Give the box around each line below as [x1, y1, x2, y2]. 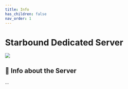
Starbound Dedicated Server [5, 37, 124, 48]
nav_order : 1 [5, 16, 32, 21]
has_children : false [5, 12, 47, 16]
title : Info [5, 7, 29, 12]
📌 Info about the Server [5, 66, 77, 75]
